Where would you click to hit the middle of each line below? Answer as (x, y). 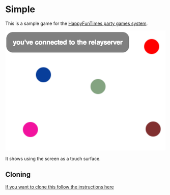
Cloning (18, 174)
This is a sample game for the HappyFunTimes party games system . (77, 23)
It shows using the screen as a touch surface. (53, 158)
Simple (20, 9)
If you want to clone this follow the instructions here (60, 187)
